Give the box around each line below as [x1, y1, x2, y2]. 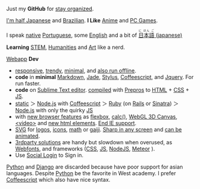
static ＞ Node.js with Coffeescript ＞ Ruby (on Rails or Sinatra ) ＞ [15, 100, 179, 107]
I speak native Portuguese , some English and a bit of [6, 31, 137, 39]
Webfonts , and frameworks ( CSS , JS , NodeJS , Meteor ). [15, 145, 155, 152]
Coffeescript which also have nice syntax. [6, 176, 111, 183]
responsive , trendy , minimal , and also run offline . [15, 67, 137, 74]
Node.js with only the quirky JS [15, 107, 93, 114]
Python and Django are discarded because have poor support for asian [6, 163, 183, 170]
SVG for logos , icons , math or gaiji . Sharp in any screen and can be [15, 126, 182, 133]
